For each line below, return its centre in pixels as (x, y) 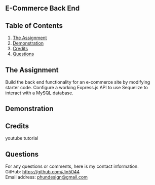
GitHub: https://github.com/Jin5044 (43, 172)
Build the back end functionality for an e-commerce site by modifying (78, 82)
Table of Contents (34, 26)
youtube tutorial (22, 138)
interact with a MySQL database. (39, 93)
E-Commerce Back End (43, 8)
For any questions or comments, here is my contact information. (72, 166)
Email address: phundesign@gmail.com (46, 177)
